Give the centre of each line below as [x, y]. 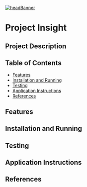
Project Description [36, 46]
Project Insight [36, 28]
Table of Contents [34, 63]
